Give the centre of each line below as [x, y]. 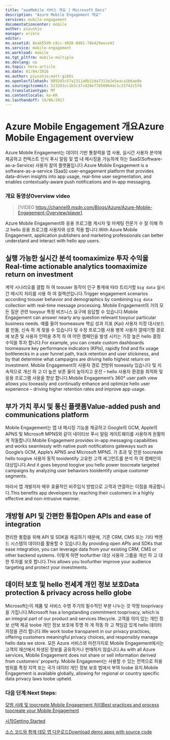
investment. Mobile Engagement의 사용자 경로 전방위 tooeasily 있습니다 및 [81, 365]
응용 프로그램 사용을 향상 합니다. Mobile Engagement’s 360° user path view [81, 378]
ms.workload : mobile [27, 52]
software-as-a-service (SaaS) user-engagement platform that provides [79, 171]
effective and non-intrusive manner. [43, 499]
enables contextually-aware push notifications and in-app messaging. [78, 182]
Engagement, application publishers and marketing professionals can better [84, 235]
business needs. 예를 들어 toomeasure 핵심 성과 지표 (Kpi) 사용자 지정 [76, 323]
